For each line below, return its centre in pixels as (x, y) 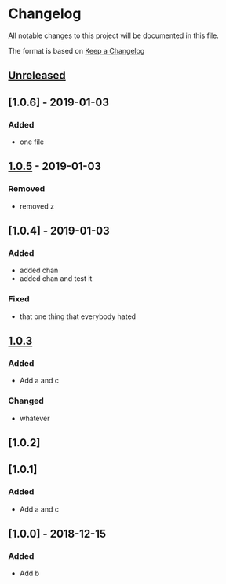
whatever (35, 418)
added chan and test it (56, 279)
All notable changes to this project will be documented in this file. (114, 35)
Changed (26, 401)
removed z (37, 206)
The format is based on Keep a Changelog (77, 50)
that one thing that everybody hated (77, 316)
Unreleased (37, 76)
